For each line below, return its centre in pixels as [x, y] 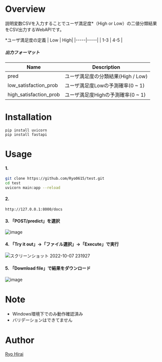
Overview [25, 9]
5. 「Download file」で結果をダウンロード [48, 268]
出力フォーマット [22, 52]
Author [20, 340]
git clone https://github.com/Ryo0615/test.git [55, 179]
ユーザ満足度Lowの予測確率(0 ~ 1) [105, 85]
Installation [29, 117]
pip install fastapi [26, 134]
